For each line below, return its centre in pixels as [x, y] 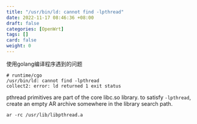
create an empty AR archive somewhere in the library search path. [89, 103]
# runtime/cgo [24, 75]
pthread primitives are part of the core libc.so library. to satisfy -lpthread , [99, 97]
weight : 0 [19, 46]
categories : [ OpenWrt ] [35, 29]
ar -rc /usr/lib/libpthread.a [45, 115]
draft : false [23, 23]
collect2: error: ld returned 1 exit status [64, 86]
